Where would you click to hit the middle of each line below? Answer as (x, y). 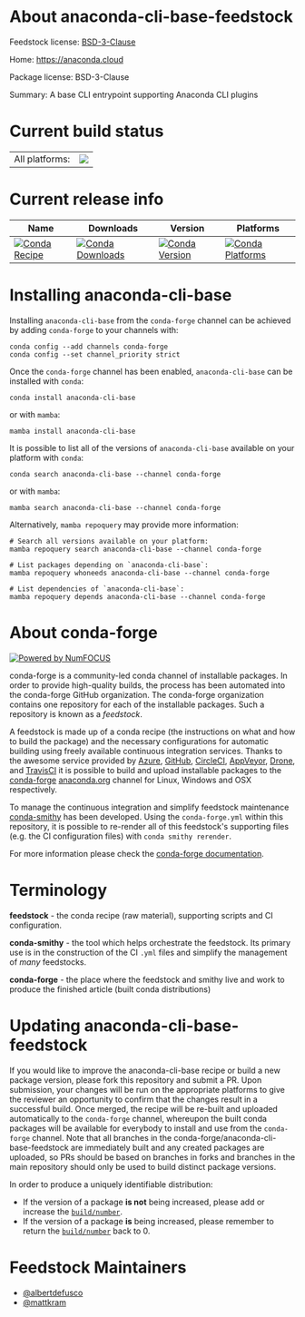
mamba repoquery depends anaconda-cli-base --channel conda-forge (138, 596)
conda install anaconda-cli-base (73, 398)
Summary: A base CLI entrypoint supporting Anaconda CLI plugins (134, 94)
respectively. (33, 789)
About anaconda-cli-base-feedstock (151, 17)
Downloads (113, 228)
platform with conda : (47, 457)
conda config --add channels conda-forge (89, 347)
